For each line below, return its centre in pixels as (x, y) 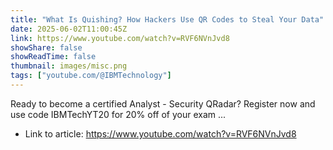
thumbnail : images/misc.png (69, 66)
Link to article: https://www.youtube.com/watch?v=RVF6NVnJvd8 (160, 133)
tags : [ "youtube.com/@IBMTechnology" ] (91, 76)
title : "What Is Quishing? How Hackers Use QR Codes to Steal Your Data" (167, 19)
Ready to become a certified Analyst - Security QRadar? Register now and (163, 103)
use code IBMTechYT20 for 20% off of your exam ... (118, 114)
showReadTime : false (53, 57)
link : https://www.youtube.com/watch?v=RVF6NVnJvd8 (120, 38)
